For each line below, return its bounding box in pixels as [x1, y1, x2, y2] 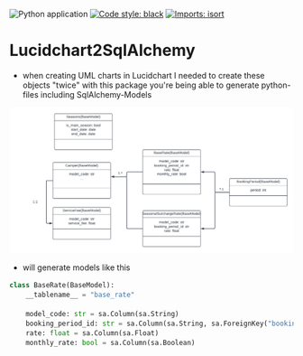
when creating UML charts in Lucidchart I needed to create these [22, 70, 265, 80]
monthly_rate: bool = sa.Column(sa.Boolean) [25, 338, 196, 347]
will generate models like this [22, 262, 131, 273]
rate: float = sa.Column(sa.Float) [25, 328, 160, 338]
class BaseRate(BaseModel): [9, 281, 115, 290]
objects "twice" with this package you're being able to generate [22, 80, 260, 90]
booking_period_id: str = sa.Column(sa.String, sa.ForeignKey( [25, 319, 269, 328]
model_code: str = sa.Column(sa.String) [25, 309, 179, 318]
